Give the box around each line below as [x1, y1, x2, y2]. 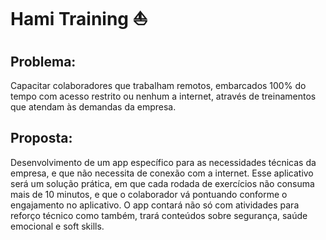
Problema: [10, 53, 77, 70]
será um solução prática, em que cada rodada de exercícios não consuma [10, 177, 315, 189]
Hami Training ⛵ [10, 8, 148, 31]
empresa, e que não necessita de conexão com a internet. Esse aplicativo [10, 167, 314, 179]
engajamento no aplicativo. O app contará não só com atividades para [10, 199, 300, 211]
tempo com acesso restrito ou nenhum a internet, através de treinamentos [10, 90, 317, 102]
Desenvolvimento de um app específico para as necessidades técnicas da [10, 156, 317, 168]
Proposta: [10, 130, 73, 147]
